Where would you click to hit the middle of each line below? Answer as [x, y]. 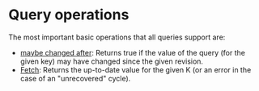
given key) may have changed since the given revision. [112, 61]
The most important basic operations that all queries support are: [117, 37]
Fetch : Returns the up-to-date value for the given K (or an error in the [136, 69]
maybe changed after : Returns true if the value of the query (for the [132, 52]
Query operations [69, 15]
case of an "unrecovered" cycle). [75, 78]
